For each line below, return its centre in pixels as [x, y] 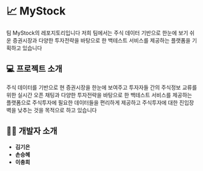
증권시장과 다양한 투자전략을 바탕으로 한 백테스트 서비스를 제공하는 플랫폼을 [101, 40]
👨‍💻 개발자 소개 [32, 131]
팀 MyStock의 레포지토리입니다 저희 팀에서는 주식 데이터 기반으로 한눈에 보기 [97, 33]
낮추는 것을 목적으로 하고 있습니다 [57, 110]
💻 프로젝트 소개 [34, 69]
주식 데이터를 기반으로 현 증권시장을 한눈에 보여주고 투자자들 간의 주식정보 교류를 [102, 87]
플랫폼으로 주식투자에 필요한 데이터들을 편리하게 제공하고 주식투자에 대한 [92, 102]
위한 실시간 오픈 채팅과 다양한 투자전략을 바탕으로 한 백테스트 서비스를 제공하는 [99, 95]
